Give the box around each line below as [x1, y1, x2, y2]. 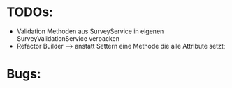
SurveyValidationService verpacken [16, 34, 120, 42]
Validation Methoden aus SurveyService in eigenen [16, 27, 164, 35]
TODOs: [6, 4, 54, 20]
